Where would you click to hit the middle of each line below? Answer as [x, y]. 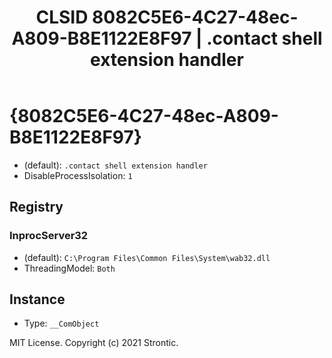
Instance [37, 299]
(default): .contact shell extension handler [115, 165]
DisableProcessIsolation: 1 [78, 175]
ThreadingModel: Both [69, 268]
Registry [36, 207]
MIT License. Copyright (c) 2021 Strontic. [94, 343]
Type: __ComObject [61, 323]
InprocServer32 [49, 236]
